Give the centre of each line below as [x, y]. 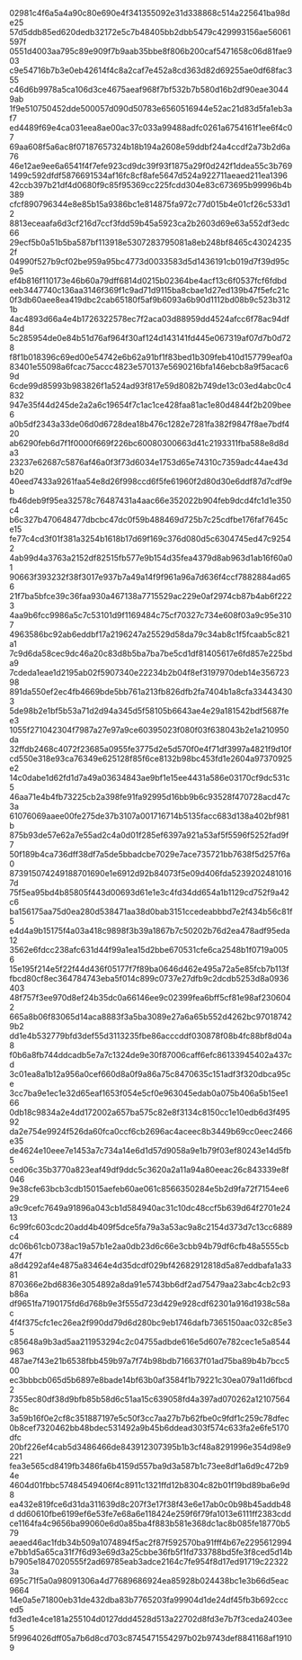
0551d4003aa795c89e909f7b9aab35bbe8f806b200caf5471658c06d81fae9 [151, 51]
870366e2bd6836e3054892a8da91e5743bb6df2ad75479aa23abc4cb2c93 [150, 1284]
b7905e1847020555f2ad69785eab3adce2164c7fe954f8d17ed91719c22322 [149, 1561]
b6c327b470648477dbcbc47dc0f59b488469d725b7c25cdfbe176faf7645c [149, 520]
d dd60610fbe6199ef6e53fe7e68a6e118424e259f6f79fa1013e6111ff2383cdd [151, 1514]
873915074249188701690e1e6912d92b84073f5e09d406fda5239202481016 [151, 873]
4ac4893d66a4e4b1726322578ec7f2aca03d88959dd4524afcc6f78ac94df [150, 319]
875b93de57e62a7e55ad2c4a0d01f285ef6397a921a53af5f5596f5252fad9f [149, 835]
